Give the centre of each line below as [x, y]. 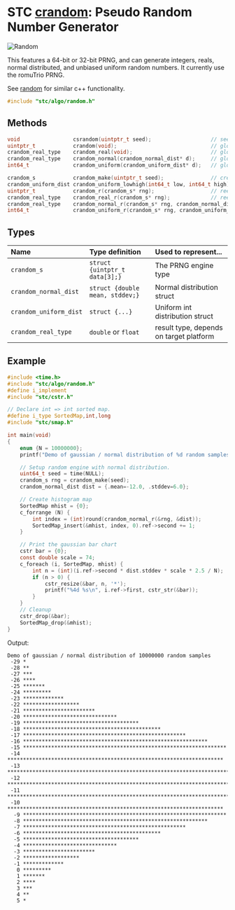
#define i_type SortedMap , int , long [59, 416]
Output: [18, 643]
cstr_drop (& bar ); [45, 616]
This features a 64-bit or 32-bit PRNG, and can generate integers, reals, [111, 59]
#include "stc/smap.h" [40, 423]
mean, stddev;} [114, 295]
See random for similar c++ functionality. [66, 88]
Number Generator [63, 27]
